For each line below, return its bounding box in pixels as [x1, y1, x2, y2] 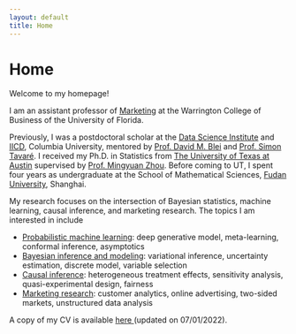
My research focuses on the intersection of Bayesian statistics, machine [9, 196, 271, 207]
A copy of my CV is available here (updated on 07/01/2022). [9, 315, 228, 325]
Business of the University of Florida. [9, 115, 144, 125]
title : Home [9, 21, 53, 30]
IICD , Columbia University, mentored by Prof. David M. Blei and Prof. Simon [9, 141, 282, 152]
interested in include [9, 215, 84, 225]
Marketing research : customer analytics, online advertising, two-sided [21, 288, 278, 299]
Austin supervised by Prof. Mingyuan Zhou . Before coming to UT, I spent [9, 160, 274, 171]
